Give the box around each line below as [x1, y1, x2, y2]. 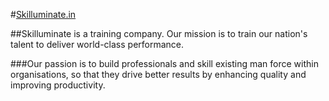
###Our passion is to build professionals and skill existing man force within [10, 58, 319, 69]
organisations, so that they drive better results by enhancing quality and [10, 69, 307, 80]
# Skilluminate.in [10, 9, 77, 20]
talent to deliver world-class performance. [10, 39, 185, 50]
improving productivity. [10, 79, 106, 91]
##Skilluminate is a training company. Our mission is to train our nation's [10, 28, 308, 39]
